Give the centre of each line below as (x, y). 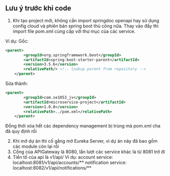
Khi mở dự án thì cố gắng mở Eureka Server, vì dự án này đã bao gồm (85, 141)
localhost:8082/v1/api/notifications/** (52, 168)
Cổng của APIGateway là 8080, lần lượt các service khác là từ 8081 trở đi (89, 152)
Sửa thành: (16, 83)
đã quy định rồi (21, 131)
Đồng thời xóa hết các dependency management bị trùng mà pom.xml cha (83, 126)
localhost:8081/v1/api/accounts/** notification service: (70, 163)
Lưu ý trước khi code (38, 8)
